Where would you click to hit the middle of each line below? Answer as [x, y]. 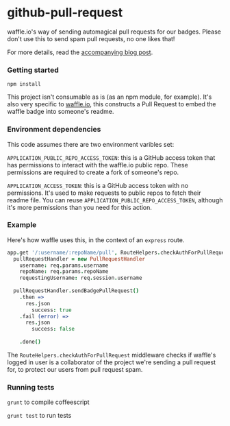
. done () [30, 342]
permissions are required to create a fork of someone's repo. [93, 172]
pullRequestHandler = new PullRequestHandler [79, 259]
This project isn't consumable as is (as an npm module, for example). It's [110, 97]
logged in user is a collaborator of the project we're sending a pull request [112, 362]
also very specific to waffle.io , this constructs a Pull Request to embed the [112, 104]
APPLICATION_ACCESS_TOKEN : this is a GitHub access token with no [98, 185]
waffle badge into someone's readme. [61, 112]
